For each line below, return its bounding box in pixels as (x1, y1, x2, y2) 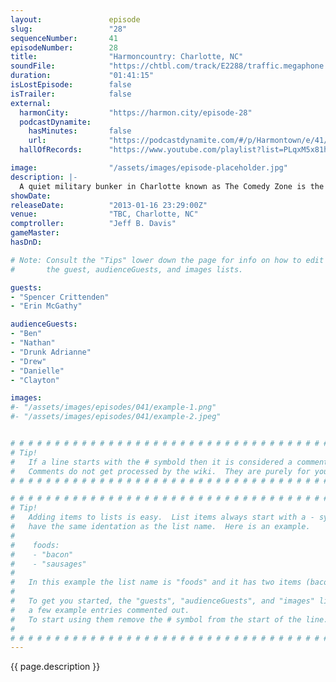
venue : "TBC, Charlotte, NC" (10, 209, 199, 220)
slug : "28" (10, 24, 128, 34)
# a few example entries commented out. (10, 605, 190, 615)
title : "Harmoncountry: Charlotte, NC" (10, 52, 244, 62)
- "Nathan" (10, 338, 56, 348)
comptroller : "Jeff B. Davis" (10, 219, 177, 229)
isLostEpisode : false (10, 80, 132, 90)
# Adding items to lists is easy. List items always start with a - (10, 512, 315, 523)
